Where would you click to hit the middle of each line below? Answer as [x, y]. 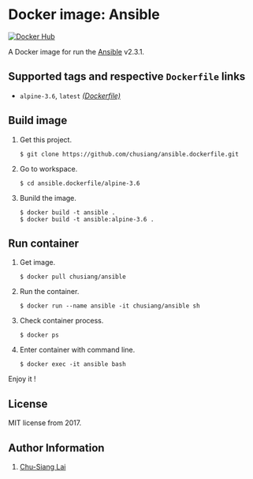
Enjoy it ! [22, 379]
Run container [44, 243]
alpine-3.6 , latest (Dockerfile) [70, 96]
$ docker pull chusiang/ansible [73, 277]
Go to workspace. [48, 168]
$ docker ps [39, 335]
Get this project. [46, 139]
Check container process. [61, 321]
